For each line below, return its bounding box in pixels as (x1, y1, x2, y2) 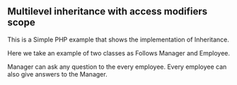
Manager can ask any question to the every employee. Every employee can (7, 63, 227, 71)
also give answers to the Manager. (7, 70, 108, 78)
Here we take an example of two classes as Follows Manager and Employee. (7, 48, 231, 57)
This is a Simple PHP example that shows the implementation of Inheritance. (7, 35, 230, 44)
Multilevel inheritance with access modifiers (7, 6, 208, 18)
